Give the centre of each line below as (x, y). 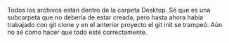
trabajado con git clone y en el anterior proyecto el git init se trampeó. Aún (115, 25)
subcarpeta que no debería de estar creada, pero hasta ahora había (105, 17)
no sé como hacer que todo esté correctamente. (77, 32)
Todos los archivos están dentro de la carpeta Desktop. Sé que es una (109, 10)
